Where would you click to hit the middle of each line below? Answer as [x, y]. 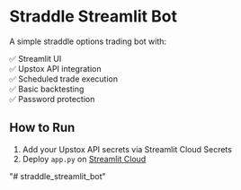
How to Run [42, 128]
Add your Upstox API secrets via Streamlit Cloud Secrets [127, 149]
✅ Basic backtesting [47, 89]
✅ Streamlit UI [36, 58]
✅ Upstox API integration [55, 68]
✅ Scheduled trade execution [64, 79]
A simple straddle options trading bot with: [88, 41]
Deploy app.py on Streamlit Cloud [84, 159]
